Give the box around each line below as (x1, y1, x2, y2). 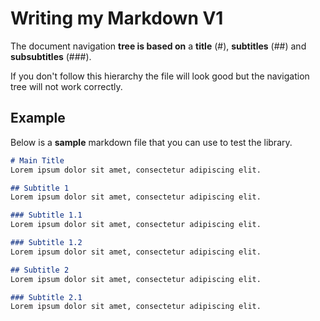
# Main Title (10, 155, 65, 166)
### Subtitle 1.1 (10, 210, 83, 221)
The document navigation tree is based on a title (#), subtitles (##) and (10, 40, 307, 52)
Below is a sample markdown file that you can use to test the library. (10, 136, 293, 148)
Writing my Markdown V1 (10, 7, 224, 30)
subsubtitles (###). (10, 50, 92, 62)
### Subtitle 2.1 (10, 292, 83, 302)
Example (10, 110, 66, 127)
